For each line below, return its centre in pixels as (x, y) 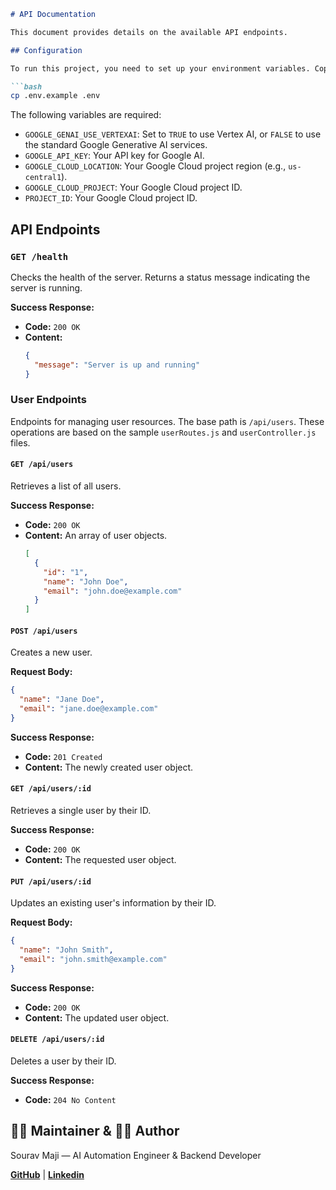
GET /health (39, 256)
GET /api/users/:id (51, 789)
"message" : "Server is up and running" (117, 365)
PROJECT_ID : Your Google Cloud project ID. (111, 198)
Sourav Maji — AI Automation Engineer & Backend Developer (136, 1155)
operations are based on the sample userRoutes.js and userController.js (163, 432)
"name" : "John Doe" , (86, 581)
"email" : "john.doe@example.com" (113, 591)
